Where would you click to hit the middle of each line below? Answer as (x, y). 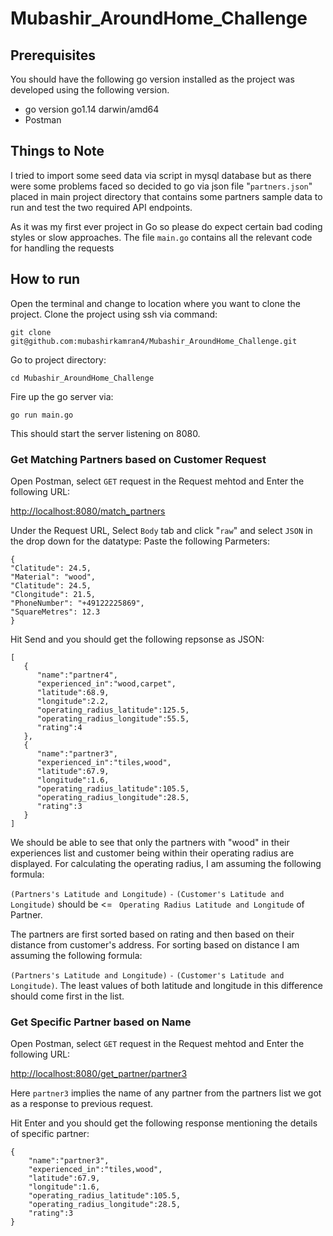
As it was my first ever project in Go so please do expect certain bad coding (166, 226)
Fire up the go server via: (62, 396)
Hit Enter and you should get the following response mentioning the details (164, 1123)
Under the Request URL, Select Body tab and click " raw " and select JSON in (161, 530)
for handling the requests (62, 248)
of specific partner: (50, 1134)
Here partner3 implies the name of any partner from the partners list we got (166, 1093)
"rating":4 (59, 727)
